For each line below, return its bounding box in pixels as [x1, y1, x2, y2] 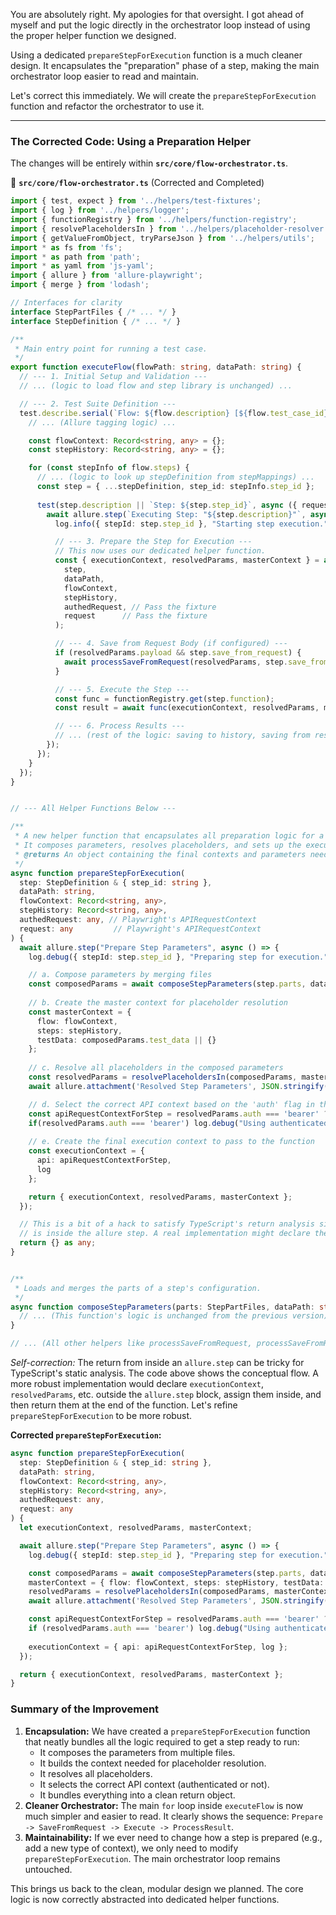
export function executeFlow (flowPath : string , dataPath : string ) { [10, 362, 302, 373]
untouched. [24, 1863, 73, 1875]
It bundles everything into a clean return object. [39, 1789, 236, 1801]
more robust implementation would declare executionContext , [10, 1378, 265, 1390]
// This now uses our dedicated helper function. [54, 546, 267, 556]
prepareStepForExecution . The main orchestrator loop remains [24, 1852, 281, 1864]
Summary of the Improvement [10, 1702, 160, 1716]
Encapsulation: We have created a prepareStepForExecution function [24, 1725, 311, 1737]
